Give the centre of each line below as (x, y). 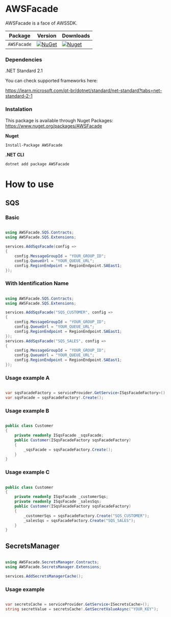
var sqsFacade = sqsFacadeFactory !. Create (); (54, 398)
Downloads (76, 35)
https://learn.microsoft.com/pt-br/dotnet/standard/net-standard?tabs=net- (84, 90)
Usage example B (27, 410)
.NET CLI (15, 154)
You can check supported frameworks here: (52, 81)
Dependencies (24, 59)
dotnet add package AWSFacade (38, 164)
